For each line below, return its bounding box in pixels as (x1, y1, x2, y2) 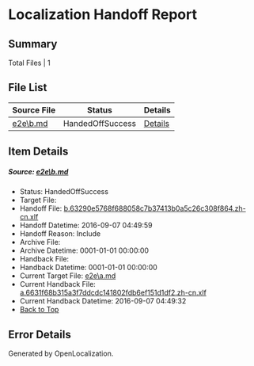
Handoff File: (19, 204, 63, 213)
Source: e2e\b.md (8, 166, 69, 176)
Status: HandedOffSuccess (19, 187, 109, 196)
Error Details (8, 327, 71, 341)
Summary (8, 37, 58, 51)
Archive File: (19, 238, 61, 247)
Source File (12, 105, 56, 116)
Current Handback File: (19, 280, 97, 289)
